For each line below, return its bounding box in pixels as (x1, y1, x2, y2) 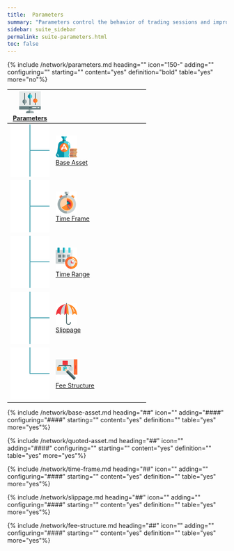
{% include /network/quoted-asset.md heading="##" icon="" (7, 437, 184, 445)
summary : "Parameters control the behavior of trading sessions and (7, 18, 210, 26)
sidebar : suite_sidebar (7, 26, 77, 33)
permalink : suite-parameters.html (7, 33, 108, 40)
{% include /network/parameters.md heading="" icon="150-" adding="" (7, 61, 214, 69)
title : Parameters (7, 11, 64, 18)
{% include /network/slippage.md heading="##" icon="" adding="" (7, 493, 201, 502)
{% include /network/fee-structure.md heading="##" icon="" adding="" (7, 522, 214, 530)
